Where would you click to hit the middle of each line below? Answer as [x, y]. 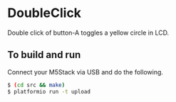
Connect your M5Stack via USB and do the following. [86, 72]
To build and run [44, 55]
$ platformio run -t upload [49, 91]
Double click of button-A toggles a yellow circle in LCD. [88, 33]
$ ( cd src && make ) [36, 85]
